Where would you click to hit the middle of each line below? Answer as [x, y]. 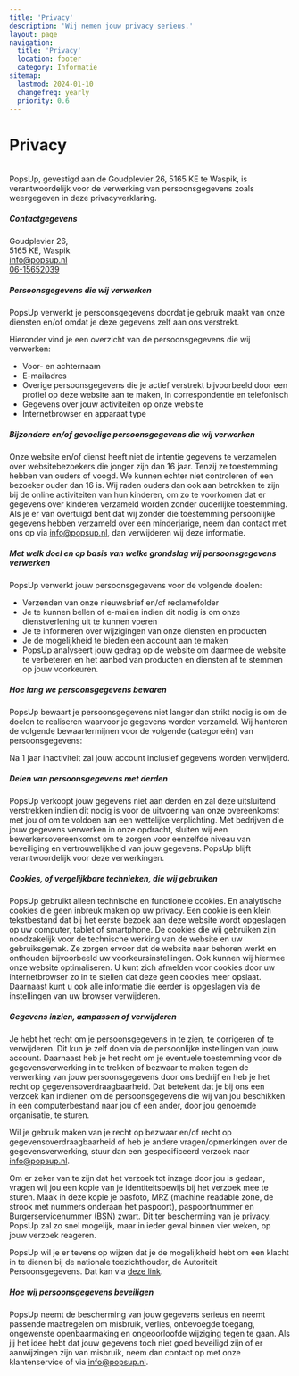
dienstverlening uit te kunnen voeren [90, 621]
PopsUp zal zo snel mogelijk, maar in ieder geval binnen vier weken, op [140, 1226]
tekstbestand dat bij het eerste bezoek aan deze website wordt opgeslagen [148, 920]
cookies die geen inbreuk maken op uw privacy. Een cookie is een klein [141, 911]
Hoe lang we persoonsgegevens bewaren [88, 689]
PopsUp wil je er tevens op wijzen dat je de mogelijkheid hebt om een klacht [149, 1253]
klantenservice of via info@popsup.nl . [79, 1362]
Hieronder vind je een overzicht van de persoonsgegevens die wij [130, 340]
